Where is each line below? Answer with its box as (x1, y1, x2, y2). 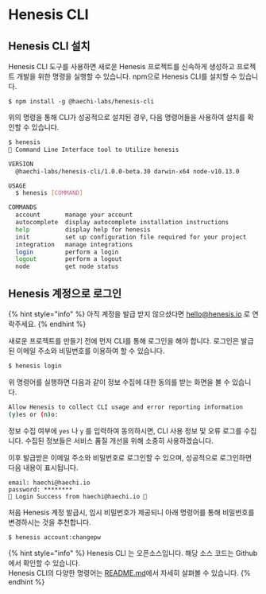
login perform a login (15, 248, 119, 256)
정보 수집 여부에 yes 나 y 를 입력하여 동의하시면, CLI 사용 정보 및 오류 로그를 (8, 425, 242, 435)
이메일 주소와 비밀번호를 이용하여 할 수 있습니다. (16, 346, 165, 355)
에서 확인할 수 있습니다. (8, 558, 81, 568)
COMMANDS (8, 204, 37, 212)
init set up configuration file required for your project (15, 233, 247, 241)
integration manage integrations (15, 240, 133, 248)
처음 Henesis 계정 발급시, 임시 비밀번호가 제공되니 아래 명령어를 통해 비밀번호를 (8, 507, 255, 517)
